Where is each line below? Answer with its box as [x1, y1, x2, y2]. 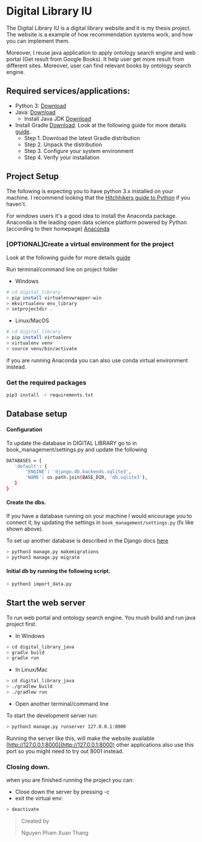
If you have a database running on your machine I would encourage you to [6, 512, 192, 520]
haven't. [6, 200, 27, 208]
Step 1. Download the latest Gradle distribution [24, 134, 141, 141]
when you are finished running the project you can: [6, 776, 134, 784]
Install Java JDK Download [24, 115, 92, 122]
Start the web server [6, 598, 86, 608]
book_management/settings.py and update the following [6, 446, 147, 453]
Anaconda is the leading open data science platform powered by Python [6, 219, 187, 226]
